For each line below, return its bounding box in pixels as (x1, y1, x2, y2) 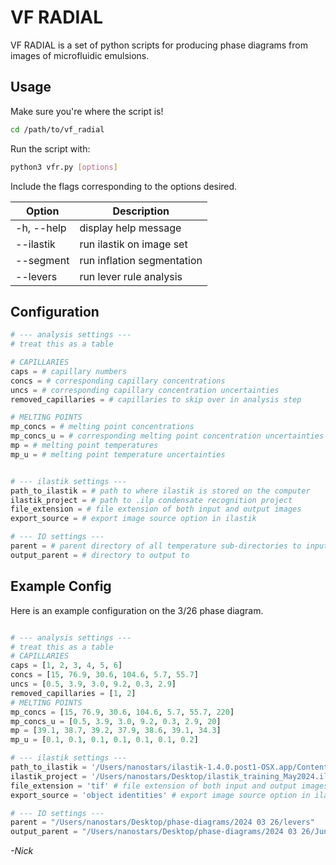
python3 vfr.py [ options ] (10, 162, 118, 172)
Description (112, 204, 170, 218)
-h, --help (15, 221, 67, 235)
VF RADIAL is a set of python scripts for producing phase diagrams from (10, 39, 308, 51)
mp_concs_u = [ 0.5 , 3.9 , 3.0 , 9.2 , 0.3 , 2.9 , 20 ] (10, 716, 222, 726)
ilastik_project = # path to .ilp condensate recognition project (10, 495, 293, 505)
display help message (79, 221, 182, 235)
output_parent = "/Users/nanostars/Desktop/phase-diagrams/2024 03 (10, 827, 298, 837)
